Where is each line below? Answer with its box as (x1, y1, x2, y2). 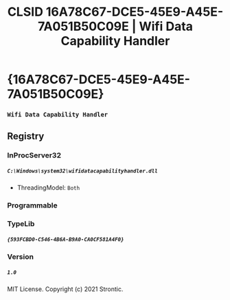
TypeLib (7, 219, 35, 229)
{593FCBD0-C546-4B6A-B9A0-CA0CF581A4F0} (7, 236, 125, 243)
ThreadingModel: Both (16, 184, 80, 192)
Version (7, 252, 34, 262)
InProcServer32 (7, 151, 62, 160)
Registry (7, 130, 45, 142)
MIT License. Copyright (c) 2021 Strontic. (7, 285, 124, 293)
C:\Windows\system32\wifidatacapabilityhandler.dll (7, 168, 158, 175)
